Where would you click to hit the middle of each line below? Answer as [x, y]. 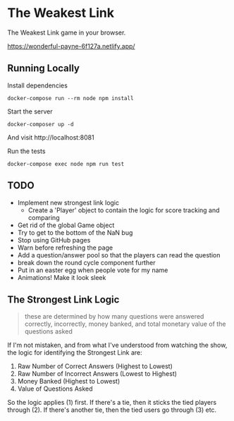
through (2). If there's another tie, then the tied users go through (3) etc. [112, 410]
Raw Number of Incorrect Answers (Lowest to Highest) [97, 374]
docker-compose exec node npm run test [66, 164]
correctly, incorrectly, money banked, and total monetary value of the [125, 324]
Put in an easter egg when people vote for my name [93, 270]
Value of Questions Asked [55, 389]
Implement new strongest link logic [68, 202]
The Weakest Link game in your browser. [67, 32]
